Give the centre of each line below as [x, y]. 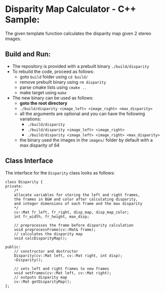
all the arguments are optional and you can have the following [82, 114]
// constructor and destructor [46, 251]
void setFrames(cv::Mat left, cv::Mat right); [63, 273]
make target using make [43, 92]
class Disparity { [24, 182]
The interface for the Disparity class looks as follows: [60, 173]
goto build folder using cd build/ [54, 77]
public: [13, 247]
